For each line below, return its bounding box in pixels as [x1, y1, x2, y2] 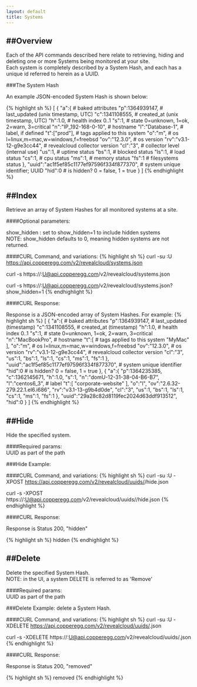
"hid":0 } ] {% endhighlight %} [6, 399, 79, 406]
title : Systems [6, 14, 44, 20]
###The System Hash [6, 82, 59, 89]
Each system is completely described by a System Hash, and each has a [6, 64, 182, 71]
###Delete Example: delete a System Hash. [6, 605, 111, 612]
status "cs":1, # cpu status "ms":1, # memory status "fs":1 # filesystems [6, 154, 179, 162]
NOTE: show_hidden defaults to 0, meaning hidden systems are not [6, 235, 169, 242]
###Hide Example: [6, 460, 51, 467]
